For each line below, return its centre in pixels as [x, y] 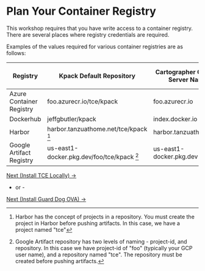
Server [178, 80]
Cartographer [176, 72]
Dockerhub [25, 119]
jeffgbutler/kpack [72, 119]
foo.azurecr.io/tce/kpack [82, 101]
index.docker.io [175, 119]
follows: [16, 53]
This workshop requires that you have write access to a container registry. [100, 28]
